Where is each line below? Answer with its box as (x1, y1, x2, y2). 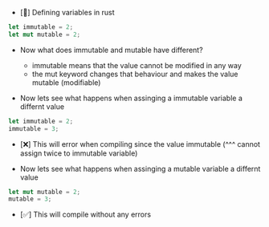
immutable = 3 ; (8, 124, 59, 132)
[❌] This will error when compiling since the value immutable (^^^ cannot (19, 139, 261, 148)
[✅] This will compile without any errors (19, 209, 151, 220)
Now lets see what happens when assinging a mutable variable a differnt (19, 164, 261, 173)
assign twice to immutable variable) (19, 148, 138, 158)
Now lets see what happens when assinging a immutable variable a (19, 93, 243, 103)
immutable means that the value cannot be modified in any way (31, 60, 243, 70)
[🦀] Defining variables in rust (19, 8, 115, 17)
